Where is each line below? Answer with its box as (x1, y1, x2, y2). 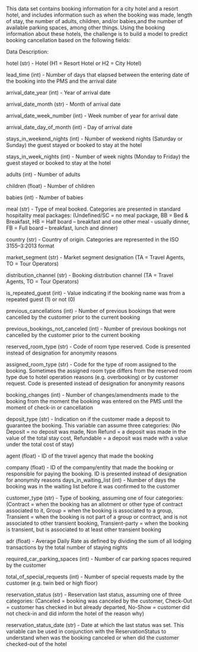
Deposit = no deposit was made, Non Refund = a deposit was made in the (6, 428, 187, 435)
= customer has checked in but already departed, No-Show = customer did (6, 604, 190, 610)
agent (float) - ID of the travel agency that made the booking (6, 452, 154, 459)
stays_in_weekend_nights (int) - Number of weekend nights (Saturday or (6, 135, 183, 142)
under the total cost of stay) (6, 441, 74, 448)
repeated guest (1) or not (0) (6, 296, 75, 303)
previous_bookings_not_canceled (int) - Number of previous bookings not (6, 325, 187, 332)
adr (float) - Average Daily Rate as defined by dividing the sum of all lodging (6, 538, 191, 544)
